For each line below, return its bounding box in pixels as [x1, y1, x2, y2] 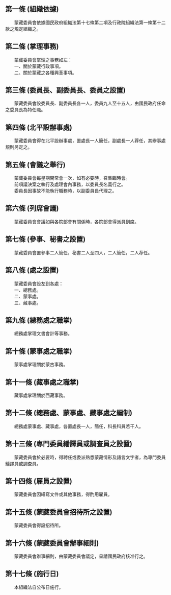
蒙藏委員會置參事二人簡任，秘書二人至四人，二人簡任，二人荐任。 [14, 249, 153, 255]
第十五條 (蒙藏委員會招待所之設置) [5, 508, 112, 516]
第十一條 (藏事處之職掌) [5, 377, 79, 387]
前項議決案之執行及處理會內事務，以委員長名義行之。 [14, 181, 126, 187]
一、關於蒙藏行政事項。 [14, 63, 64, 69]
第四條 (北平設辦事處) [5, 123, 72, 132]
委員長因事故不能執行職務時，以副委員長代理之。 [14, 188, 117, 194]
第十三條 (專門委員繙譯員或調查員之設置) [5, 440, 132, 448]
